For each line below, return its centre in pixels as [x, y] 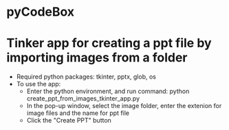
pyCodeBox [41, 12]
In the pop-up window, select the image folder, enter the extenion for [124, 106]
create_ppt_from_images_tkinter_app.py [83, 99]
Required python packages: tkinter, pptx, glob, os [86, 77]
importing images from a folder [97, 58]
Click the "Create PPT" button [69, 120]
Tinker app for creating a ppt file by [109, 43]
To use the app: [39, 84]
